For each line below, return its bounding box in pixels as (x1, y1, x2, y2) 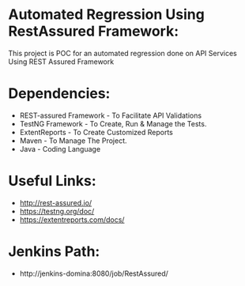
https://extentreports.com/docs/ (19, 215, 125, 224)
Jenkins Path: (8, 243, 100, 260)
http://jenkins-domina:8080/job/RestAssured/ (19, 269, 168, 278)
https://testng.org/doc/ (19, 206, 95, 216)
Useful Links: (8, 172, 96, 190)
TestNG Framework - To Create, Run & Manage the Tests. (19, 119, 207, 128)
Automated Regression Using (8, 6, 205, 24)
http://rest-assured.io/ (19, 198, 92, 207)
